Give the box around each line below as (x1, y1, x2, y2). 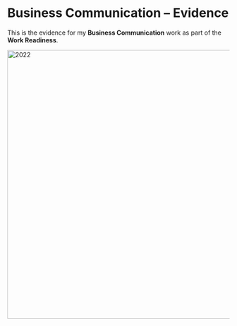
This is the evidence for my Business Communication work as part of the (7, 28, 222, 37)
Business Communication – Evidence (7, 5, 229, 21)
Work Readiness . (7, 35, 59, 44)
